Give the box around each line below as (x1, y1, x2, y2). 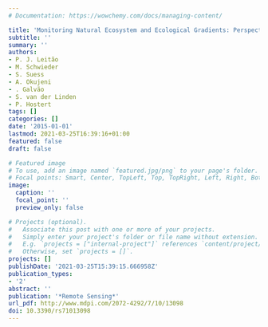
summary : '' (8, 41, 48, 49)
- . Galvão (8, 85, 45, 93)
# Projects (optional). (8, 218, 88, 226)
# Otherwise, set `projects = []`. (8, 248, 134, 256)
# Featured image (8, 159, 66, 167)
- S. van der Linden (8, 93, 77, 100)
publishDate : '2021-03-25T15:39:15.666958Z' (8, 262, 159, 270)
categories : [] (8, 115, 59, 124)
